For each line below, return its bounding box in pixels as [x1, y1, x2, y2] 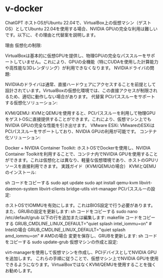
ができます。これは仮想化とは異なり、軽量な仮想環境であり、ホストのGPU [5, 157, 155, 163]
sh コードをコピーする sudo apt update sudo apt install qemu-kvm [5, 179, 138, 186]
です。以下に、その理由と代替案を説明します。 [5, 32, 99, 38]
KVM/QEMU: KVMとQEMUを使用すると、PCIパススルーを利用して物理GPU [5, 110, 156, 116]
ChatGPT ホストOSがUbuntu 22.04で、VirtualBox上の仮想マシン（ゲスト [5, 20, 151, 25]
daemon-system [5, 186, 38, 192]
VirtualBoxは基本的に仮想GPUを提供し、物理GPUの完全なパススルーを [5, 52, 147, 59]
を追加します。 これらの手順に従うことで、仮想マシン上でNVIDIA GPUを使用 [5, 255, 159, 261]
